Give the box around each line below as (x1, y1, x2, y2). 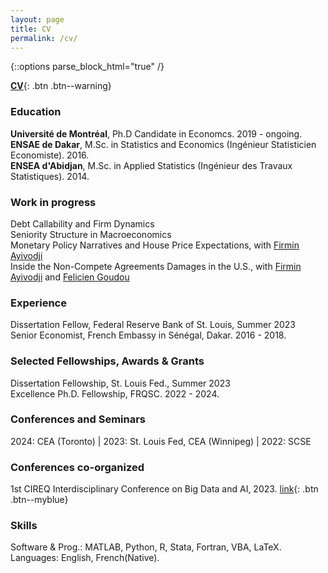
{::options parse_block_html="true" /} (10, 61, 165, 73)
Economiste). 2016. (10, 149, 90, 161)
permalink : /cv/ (10, 33, 78, 43)
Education (10, 105, 62, 119)
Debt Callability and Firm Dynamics (10, 217, 155, 230)
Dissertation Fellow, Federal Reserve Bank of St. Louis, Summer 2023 (10, 319, 296, 331)
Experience (10, 296, 67, 310)
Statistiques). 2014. (10, 170, 90, 182)
